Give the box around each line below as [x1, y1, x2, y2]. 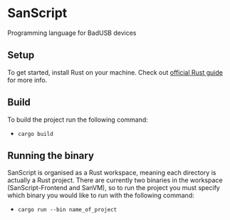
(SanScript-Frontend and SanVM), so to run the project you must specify [7, 184, 221, 192]
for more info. [7, 75, 48, 84]
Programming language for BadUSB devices [7, 28, 137, 37]
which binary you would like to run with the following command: [7, 191, 194, 200]
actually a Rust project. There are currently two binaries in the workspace [7, 176, 223, 184]
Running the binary [7, 150, 95, 162]
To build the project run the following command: [7, 115, 148, 124]
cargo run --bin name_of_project [17, 206, 117, 214]
